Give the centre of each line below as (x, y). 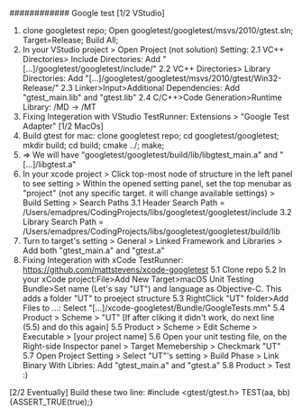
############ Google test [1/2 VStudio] (87, 13)
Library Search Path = (63, 222)
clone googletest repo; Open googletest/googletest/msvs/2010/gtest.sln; (158, 30)
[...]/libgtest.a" (49, 164)
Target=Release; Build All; (70, 40)
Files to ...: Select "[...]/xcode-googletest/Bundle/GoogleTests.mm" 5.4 (154, 308)
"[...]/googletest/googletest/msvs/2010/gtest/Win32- (183, 78)
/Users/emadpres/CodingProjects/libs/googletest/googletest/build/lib (151, 231)
